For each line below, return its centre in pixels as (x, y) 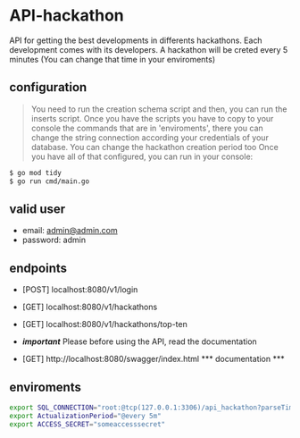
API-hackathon (67, 16)
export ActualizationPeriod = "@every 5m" (86, 416)
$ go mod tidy (36, 173)
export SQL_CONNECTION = (54, 408)
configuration (48, 87)
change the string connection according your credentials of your (150, 137)
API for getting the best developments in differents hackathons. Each (136, 40)
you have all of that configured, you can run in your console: (142, 156)
